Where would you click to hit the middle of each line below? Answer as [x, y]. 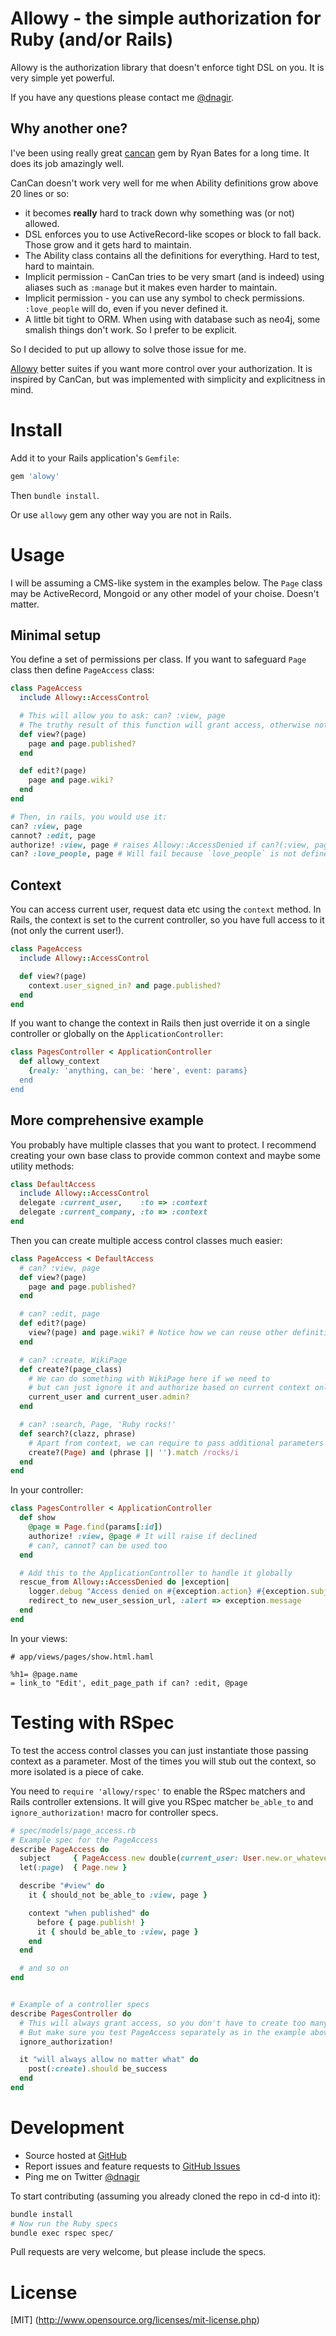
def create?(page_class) [71, 1369]
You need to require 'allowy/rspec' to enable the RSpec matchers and [158, 1791]
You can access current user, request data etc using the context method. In [166, 909]
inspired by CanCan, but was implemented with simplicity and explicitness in [168, 379]
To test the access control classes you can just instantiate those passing [159, 1750]
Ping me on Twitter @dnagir [82, 2176]
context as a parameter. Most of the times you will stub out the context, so [163, 1761]
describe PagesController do [71, 2013]
